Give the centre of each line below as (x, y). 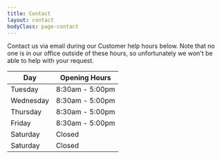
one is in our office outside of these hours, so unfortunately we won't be (110, 53)
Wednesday (30, 101)
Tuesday (25, 89)
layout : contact (30, 20)
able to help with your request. (51, 61)
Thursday (26, 112)
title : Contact (29, 13)
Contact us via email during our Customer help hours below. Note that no (111, 46)
